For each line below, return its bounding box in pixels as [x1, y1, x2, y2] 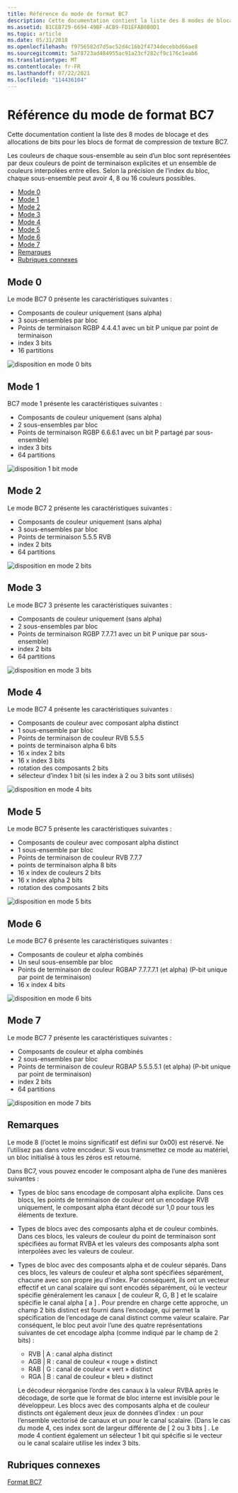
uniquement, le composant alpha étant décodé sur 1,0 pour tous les [17, 1202, 215, 1212]
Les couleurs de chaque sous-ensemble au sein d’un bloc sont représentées [7, 152, 231, 160]
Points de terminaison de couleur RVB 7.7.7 [17, 853, 143, 862]
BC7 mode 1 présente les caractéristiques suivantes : [7, 399, 162, 407]
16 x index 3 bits [17, 756, 65, 765]
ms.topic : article [7, 30, 62, 38]
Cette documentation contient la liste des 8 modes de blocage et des [7, 130, 209, 139]
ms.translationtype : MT [7, 57, 78, 64]
